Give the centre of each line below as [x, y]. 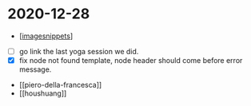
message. [35, 69]
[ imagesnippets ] [46, 36]
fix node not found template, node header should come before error [131, 60]
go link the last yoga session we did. [79, 51]
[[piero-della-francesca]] [60, 85]
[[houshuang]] [43, 93]
